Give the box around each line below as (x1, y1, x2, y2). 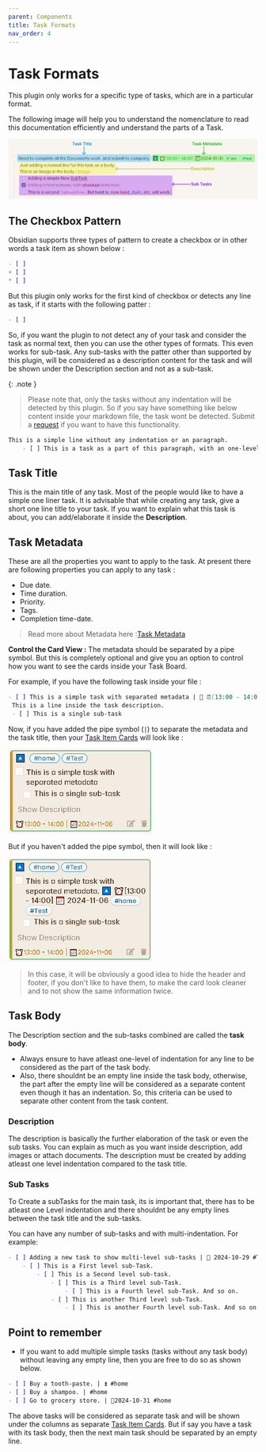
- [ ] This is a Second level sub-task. (36, 1270, 172, 1279)
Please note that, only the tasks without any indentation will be (27, 394, 232, 404)
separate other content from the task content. (19, 1096, 169, 1105)
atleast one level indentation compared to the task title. (8, 1159, 188, 1168)
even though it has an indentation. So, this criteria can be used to (19, 1088, 233, 1097)
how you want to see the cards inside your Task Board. (8, 661, 188, 671)
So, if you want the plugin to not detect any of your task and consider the (8, 330, 247, 340)
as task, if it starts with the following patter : (8, 299, 151, 309)
